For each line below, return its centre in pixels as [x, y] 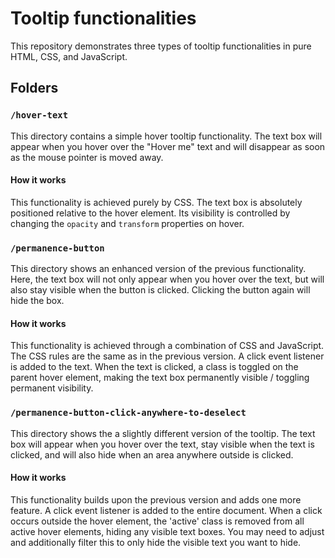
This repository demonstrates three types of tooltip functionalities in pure [161, 46]
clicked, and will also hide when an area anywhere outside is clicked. [152, 454]
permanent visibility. [52, 388]
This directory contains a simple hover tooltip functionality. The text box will [166, 136]
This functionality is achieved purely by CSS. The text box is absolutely [156, 202]
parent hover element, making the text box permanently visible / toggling [160, 378]
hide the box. [37, 301]
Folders [34, 88]
